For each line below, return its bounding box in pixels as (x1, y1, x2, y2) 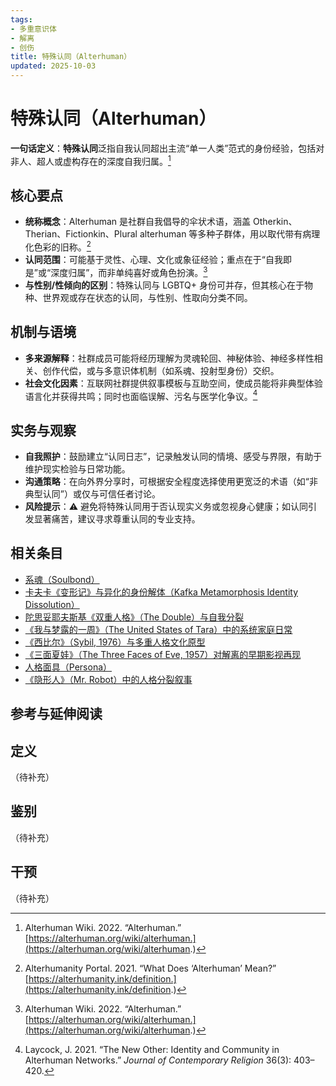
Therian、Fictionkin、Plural (24, 228, 138, 240)
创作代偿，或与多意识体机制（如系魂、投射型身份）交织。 (42, 364, 280, 376)
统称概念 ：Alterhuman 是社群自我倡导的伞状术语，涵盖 (24, 216, 252, 228)
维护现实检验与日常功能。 (24, 463, 131, 475)
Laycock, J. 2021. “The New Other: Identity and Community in (24, 1043, 280, 1055)
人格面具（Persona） (24, 661, 113, 673)
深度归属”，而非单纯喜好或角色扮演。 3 (50, 265, 208, 278)
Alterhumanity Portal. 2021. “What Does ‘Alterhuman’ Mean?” (24, 962, 277, 974)
